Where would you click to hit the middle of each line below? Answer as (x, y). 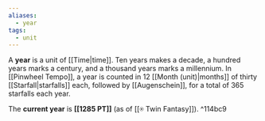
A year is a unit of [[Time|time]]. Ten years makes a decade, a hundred (125, 60)
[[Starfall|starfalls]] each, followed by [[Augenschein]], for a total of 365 (126, 85)
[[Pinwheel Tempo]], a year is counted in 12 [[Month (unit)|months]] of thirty (132, 77)
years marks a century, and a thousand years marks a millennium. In (120, 69)
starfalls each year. (39, 94)
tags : (17, 30)
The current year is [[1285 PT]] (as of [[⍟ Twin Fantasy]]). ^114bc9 (117, 109)
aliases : (23, 15)
